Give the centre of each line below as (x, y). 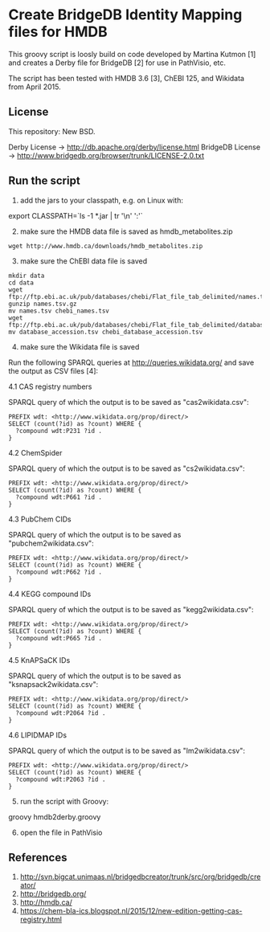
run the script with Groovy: (64, 801)
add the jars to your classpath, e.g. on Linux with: (101, 200)
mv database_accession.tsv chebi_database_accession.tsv (106, 332)
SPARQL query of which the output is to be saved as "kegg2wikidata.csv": (131, 609)
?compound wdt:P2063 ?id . (61, 779)
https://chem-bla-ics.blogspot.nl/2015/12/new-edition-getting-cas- (131, 911)
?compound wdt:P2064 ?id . (61, 713)
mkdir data (27, 276)
